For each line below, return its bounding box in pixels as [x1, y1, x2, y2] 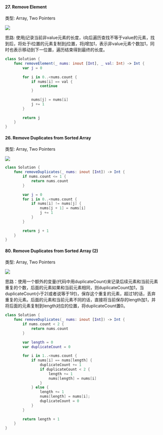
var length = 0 [22, 340, 54, 345]
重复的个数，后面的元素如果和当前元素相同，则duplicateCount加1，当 [5, 285, 145, 291]
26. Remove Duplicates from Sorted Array [5, 135, 91, 140]
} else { [31, 385, 49, 390]
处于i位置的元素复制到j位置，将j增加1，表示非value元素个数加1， [21, 41, 151, 47]
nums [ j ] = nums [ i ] [31, 97, 69, 102]
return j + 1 [22, 228, 49, 233]
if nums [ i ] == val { [31, 79, 73, 84]
